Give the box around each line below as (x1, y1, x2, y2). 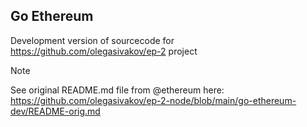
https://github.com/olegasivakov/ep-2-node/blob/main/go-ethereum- (10, 94, 297, 106)
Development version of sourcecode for (10, 34, 175, 46)
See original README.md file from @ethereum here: (10, 84, 225, 96)
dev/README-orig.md (10, 105, 101, 117)
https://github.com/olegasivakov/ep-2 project (10, 45, 198, 57)
